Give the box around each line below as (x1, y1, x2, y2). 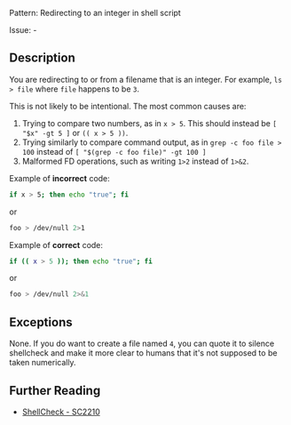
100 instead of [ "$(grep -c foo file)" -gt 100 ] (21, 146, 207, 156)
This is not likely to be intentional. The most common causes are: (9, 100, 247, 111)
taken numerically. (9, 357, 77, 368)
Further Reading (9, 382, 101, 398)
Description (9, 51, 75, 66)
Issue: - (9, 25, 37, 35)
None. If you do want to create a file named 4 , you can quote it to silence (9, 338, 275, 349)
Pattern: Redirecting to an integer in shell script (9, 8, 182, 18)
